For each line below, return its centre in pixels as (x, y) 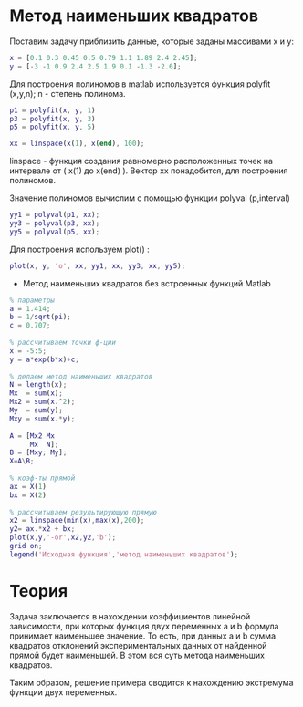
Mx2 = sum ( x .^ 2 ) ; (42, 402)
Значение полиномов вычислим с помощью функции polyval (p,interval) (150, 198)
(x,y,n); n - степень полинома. (68, 93)
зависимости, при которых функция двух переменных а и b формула (144, 626)
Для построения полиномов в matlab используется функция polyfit (140, 84)
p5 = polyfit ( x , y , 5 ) (52, 127)
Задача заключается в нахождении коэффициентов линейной (130, 616)
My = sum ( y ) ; (37, 411)
